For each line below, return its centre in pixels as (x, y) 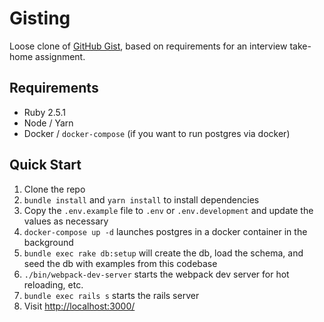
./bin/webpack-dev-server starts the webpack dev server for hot (156, 274)
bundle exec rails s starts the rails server (111, 295)
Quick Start (45, 165)
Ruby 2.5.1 (45, 112)
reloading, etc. (53, 284)
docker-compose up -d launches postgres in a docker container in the (165, 231)
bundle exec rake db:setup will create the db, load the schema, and (163, 253)
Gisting (40, 18)
